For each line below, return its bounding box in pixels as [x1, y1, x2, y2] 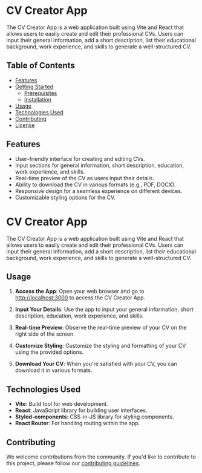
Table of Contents [6, 60, 76, 71]
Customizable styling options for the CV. [15, 194, 116, 201]
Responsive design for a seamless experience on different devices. [15, 187, 183, 194]
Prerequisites [24, 89, 57, 97]
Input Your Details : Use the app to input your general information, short [15, 306, 194, 313]
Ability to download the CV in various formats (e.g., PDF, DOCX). [15, 181, 176, 188]
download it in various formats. [15, 367, 93, 374]
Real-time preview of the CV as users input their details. [15, 174, 154, 181]
